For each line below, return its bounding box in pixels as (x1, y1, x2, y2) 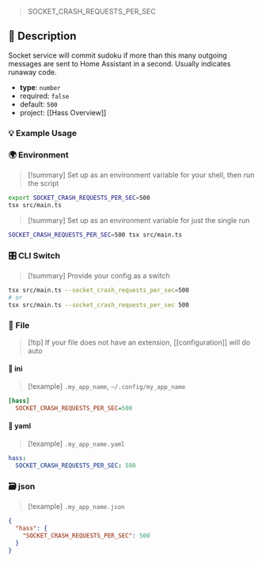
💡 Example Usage (8, 127, 78, 138)
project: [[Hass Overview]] (19, 107, 107, 117)
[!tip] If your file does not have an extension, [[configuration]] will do (27, 338, 251, 347)
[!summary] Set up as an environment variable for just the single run (27, 215, 250, 224)
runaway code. (8, 67, 57, 77)
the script (27, 179, 59, 188)
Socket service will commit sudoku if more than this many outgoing (8, 51, 227, 60)
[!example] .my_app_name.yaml (27, 439, 125, 449)
